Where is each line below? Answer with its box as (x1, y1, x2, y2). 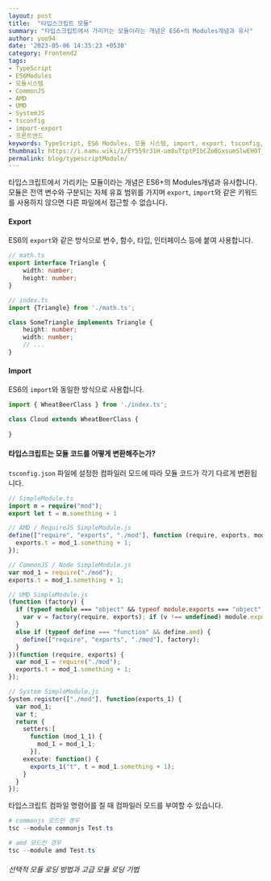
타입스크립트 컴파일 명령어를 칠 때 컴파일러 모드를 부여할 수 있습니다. (8, 800, 223, 811)
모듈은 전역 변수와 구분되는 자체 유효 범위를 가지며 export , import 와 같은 (8, 187, 236, 198)
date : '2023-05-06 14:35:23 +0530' (8, 42, 128, 50)
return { (15, 717, 45, 726)
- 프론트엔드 (8, 132, 44, 140)
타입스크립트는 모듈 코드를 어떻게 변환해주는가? (8, 449, 156, 458)
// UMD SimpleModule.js (8, 591, 89, 599)
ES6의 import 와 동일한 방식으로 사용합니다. (8, 385, 145, 395)
